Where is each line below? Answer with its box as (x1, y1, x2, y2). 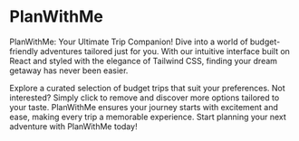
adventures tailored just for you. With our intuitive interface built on (40, 45, 290, 56)
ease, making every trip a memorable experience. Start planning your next (9, 111, 287, 122)
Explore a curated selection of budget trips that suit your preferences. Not (9, 82, 285, 93)
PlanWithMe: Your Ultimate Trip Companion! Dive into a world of (9, 36, 248, 47)
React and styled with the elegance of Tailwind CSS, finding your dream (9, 55, 278, 66)
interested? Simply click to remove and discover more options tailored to (9, 92, 280, 103)
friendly (9, 45, 39, 56)
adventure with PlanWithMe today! (9, 120, 138, 132)
